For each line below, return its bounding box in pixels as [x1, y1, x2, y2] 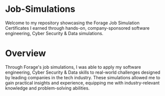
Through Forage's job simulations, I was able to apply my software [5, 64, 141, 70]
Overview [5, 48, 46, 59]
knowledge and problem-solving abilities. [5, 85, 90, 91]
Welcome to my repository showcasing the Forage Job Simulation [5, 20, 140, 26]
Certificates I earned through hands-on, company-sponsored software [5, 25, 150, 31]
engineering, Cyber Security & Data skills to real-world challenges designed [5, 69, 161, 75]
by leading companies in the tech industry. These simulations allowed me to [5, 74, 161, 80]
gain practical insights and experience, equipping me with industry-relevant [5, 80, 160, 86]
